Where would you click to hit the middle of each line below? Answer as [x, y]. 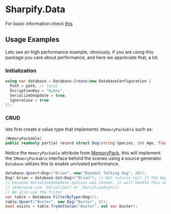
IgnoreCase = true [30, 100]
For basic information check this [39, 23]
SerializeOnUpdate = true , [38, 96]
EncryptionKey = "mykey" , [37, 90]
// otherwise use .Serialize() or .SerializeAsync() [62, 187]
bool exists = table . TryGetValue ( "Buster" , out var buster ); [72, 206]
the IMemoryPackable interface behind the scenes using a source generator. [84, 158]
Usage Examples [32, 40]
